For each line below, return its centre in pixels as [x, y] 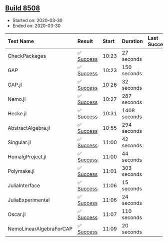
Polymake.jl [21, 171]
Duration [132, 41]
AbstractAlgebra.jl [29, 128]
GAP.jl [15, 85]
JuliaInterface [24, 185]
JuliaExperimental [29, 200]
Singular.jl [19, 142]
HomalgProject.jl [27, 156]
